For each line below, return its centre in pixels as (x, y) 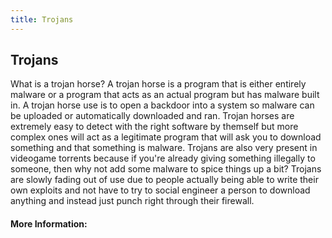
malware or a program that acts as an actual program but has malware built (165, 95)
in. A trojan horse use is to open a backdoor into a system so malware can (162, 105)
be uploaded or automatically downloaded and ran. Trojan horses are (152, 116)
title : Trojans (42, 19)
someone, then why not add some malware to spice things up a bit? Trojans (166, 169)
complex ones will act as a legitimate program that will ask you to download (166, 137)
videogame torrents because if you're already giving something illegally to (163, 158)
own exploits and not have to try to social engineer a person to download (160, 190)
